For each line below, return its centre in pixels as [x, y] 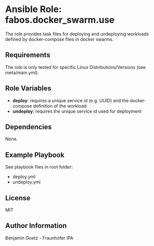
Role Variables [28, 88]
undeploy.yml [26, 182]
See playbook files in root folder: [39, 167]
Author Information [36, 226]
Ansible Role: [33, 9]
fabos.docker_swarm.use [60, 20]
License [18, 198]
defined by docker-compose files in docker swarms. [59, 39]
